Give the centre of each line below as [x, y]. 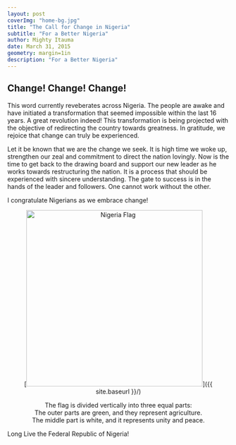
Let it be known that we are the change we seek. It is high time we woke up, [117, 149]
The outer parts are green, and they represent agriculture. [118, 413]
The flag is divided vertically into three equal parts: [118, 405]
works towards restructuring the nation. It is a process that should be [107, 171]
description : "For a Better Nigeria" [63, 60]
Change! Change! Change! [67, 89]
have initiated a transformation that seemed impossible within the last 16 [112, 113]
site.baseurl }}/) [118, 391]
